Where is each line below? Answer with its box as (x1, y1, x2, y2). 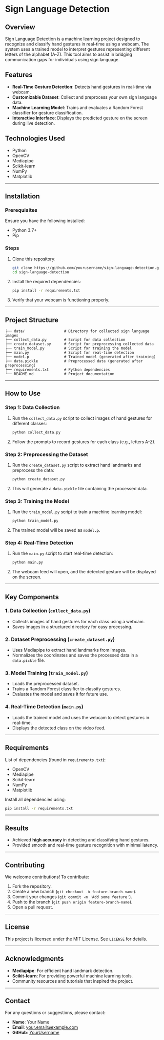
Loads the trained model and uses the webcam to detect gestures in (12, 714, 150, 720)
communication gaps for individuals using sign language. (5, 57, 120, 62)
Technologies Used (5, 135, 65, 143)
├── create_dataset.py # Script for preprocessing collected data (5, 341, 154, 347)
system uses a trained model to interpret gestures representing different (5, 46, 150, 52)
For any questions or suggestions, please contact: (5, 1010, 106, 1016)
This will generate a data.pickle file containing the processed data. (12, 485, 148, 491)
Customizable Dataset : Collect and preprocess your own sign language (12, 94, 157, 100)
